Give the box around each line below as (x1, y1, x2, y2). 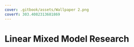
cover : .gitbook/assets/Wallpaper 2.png (4, 7, 89, 12)
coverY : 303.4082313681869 (4, 12, 60, 17)
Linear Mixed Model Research (4, 33, 130, 45)
